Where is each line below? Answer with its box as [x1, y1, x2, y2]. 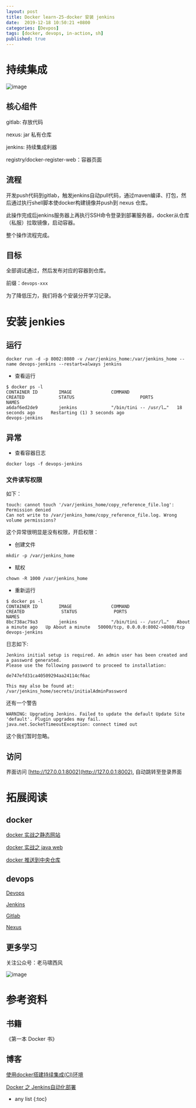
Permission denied [6, 507, 51, 513]
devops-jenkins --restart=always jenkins [19, 361, 122, 367]
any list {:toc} [14, 1095, 47, 1102]
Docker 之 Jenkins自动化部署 [6, 1083, 76, 1090]
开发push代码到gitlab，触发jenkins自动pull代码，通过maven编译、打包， [6, 192, 182, 199]
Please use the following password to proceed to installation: [6, 662, 167, 669]
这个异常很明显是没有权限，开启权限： [6, 529, 99, 536]
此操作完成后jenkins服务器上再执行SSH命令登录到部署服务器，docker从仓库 [6, 212, 190, 219]
